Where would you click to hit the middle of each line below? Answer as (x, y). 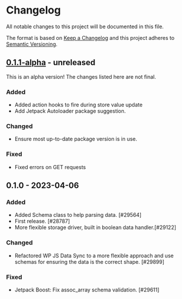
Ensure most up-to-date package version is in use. (76, 139)
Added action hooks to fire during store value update (78, 105)
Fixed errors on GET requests (50, 167)
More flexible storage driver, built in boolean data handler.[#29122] (95, 227)
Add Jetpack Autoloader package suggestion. (70, 111)
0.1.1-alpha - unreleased (51, 63)
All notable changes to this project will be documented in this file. (85, 26)
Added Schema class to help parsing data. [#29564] (78, 215)
